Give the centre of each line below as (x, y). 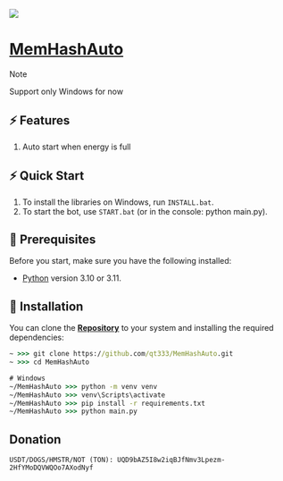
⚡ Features (40, 121)
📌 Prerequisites (53, 239)
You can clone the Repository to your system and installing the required (141, 328)
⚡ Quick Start (47, 176)
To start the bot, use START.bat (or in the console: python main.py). (145, 211)
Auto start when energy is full (76, 147)
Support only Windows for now (66, 91)
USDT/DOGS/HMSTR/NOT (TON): (62, 460)
